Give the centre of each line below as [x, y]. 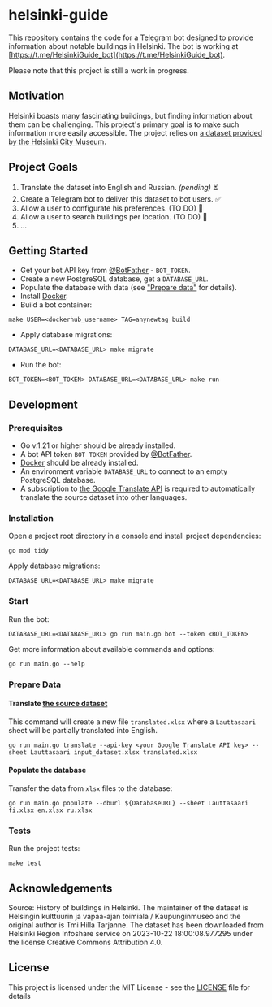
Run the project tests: [44, 849]
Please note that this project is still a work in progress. [99, 70]
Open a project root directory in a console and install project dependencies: [135, 536]
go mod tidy [28, 551]
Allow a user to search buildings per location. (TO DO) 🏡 [114, 216]
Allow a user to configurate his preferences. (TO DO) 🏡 [112, 208]
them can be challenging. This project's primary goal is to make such [124, 124]
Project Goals [43, 167]
